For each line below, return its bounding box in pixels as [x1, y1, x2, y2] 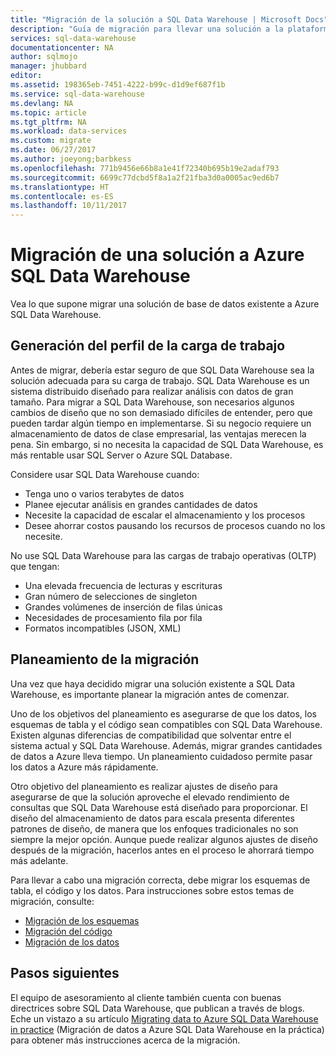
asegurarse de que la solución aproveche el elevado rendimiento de [10, 791, 290, 803]
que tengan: [10, 560, 60, 572]
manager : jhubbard [10, 61, 87, 71]
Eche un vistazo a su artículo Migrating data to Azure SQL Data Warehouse [10, 1012, 319, 1025]
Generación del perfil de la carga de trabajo [10, 337, 286, 355]
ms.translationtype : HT [10, 182, 110, 192]
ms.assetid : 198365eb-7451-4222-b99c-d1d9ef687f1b [10, 80, 226, 90]
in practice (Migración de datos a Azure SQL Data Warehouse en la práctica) [10, 1023, 325, 1035]
